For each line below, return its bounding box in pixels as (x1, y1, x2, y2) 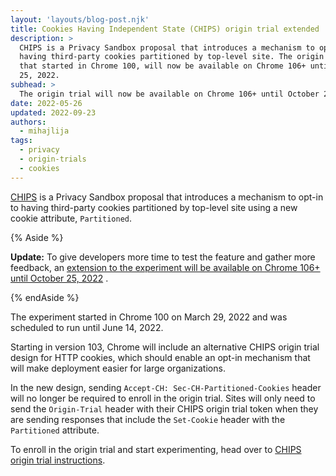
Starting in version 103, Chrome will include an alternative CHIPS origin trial (10, 341, 320, 353)
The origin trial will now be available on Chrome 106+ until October (19, 89, 320, 99)
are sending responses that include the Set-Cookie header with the (10, 413, 286, 425)
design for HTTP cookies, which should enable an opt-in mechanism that (10, 351, 311, 363)
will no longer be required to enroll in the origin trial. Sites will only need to (10, 392, 316, 404)
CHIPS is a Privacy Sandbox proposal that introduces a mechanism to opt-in (10, 191, 324, 203)
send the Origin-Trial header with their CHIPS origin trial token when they (10, 402, 319, 415)
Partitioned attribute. (10, 424, 100, 436)
